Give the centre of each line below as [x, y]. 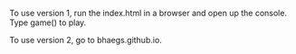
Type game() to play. [48, 22]
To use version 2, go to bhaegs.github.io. [86, 40]
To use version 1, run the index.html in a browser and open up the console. [148, 13]
